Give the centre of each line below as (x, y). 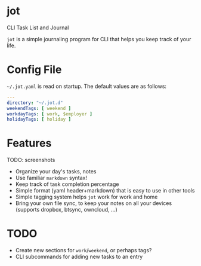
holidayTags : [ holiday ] (39, 120)
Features (29, 143)
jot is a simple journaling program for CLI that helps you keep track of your (99, 39)
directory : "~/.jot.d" (35, 103)
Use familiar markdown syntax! (51, 178)
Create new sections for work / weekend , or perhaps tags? (84, 250)
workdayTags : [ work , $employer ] (50, 114)
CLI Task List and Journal (38, 27)
